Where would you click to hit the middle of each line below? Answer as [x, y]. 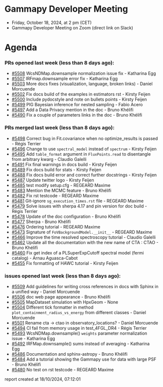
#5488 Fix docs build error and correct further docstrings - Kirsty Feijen [84, 175]
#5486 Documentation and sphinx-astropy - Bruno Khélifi [70, 354]
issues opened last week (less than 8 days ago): [63, 276]
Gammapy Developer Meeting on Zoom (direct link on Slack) [72, 27]
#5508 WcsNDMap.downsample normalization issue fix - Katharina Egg [84, 73]
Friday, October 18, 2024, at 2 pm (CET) [52, 23]
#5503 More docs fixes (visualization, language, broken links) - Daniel [82, 84]
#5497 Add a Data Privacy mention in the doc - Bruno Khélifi [72, 110]
